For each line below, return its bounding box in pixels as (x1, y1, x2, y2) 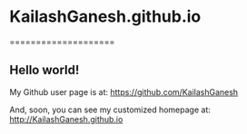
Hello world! (9, 62, 80, 78)
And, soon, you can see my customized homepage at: (9, 104, 212, 115)
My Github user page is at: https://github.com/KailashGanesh (9, 86, 239, 97)
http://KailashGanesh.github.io (9, 113, 123, 124)
